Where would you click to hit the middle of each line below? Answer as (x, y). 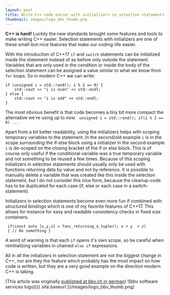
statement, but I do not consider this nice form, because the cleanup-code (83, 180)
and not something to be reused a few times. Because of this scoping (78, 159)
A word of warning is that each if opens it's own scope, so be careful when (84, 240)
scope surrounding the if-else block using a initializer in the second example (85, 143)
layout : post (19, 10)
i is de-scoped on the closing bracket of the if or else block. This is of (78, 148)
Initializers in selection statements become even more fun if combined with (84, 201)
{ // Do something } (29, 231)
